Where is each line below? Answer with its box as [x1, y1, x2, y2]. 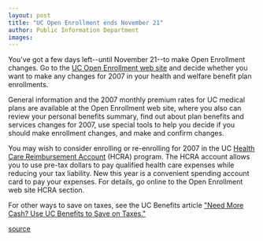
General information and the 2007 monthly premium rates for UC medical [8, 95, 246, 104]
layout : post [8, 11, 51, 20]
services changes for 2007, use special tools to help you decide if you [8, 120, 235, 130]
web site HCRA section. [8, 185, 85, 195]
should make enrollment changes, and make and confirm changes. [8, 129, 224, 138]
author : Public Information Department [8, 26, 139, 34]
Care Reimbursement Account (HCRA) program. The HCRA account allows [8, 152, 250, 162]
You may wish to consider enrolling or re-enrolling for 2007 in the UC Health [8, 144, 255, 153]
